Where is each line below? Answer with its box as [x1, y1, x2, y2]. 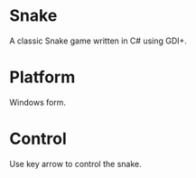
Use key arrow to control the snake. [9, 158, 142, 169]
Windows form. [9, 97, 66, 108]
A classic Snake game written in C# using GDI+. [9, 35, 188, 46]
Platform [9, 67, 76, 88]
